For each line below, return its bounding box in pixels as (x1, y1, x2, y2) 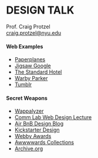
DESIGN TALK (6, 4, 75, 17)
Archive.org (14, 145, 43, 152)
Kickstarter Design (14, 126, 60, 133)
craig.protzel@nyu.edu (6, 29, 62, 36)
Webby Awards (14, 133, 52, 140)
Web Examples (6, 42, 43, 50)
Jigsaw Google (14, 62, 51, 70)
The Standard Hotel (14, 68, 62, 75)
